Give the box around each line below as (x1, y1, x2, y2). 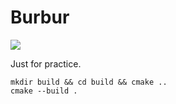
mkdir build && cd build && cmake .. (10, 77, 168, 87)
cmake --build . (10, 86, 78, 96)
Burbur (10, 6, 70, 29)
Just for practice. (10, 57, 82, 70)
